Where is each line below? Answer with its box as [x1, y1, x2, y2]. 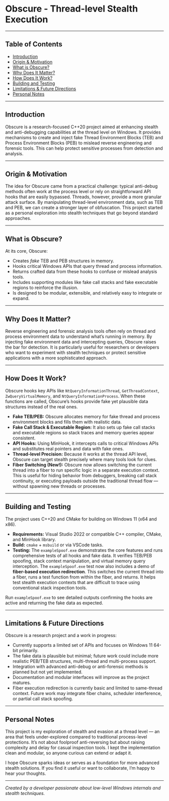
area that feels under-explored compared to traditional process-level [5, 734, 147, 740]
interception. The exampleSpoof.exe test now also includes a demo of [12, 563, 155, 569]
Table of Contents [5, 40, 63, 48]
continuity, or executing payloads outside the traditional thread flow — [12, 478, 158, 484]
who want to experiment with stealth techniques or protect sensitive [5, 350, 146, 356]
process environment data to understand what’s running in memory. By [5, 333, 152, 339]
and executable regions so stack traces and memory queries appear [12, 429, 154, 435]
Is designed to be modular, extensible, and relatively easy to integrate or [12, 290, 162, 296]
